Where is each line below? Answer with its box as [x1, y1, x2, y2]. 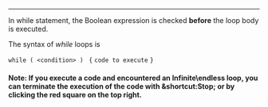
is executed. [8, 25, 49, 33]
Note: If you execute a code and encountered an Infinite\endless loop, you [8, 73, 258, 82]
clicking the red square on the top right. [8, 90, 142, 99]
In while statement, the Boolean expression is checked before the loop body [8, 16, 259, 25]
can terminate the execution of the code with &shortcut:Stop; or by [8, 81, 235, 91]
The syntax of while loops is [8, 40, 100, 48]
